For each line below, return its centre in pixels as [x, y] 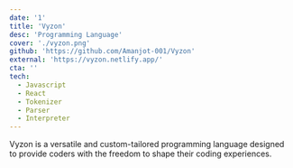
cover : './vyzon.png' [50, 43]
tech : [19, 77]
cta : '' [24, 69]
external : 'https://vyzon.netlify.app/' [87, 60]
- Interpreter [44, 118]
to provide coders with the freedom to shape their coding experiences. [141, 154]
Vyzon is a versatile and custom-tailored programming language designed [147, 145]
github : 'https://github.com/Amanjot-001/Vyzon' [102, 51]
